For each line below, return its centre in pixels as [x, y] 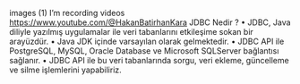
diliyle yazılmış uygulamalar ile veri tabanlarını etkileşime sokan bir [131, 32]
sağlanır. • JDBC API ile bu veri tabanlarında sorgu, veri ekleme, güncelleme [149, 60]
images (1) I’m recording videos [67, 13]
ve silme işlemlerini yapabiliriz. [66, 70]
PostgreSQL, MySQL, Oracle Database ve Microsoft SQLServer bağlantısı [144, 51]
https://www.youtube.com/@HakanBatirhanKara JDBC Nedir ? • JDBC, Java [150, 22]
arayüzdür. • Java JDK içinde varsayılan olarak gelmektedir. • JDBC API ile [147, 41]
